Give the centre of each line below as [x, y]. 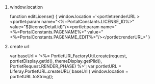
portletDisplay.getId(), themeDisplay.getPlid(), [56, 61]
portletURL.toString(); [31, 76]
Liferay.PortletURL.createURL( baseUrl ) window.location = [69, 71]
